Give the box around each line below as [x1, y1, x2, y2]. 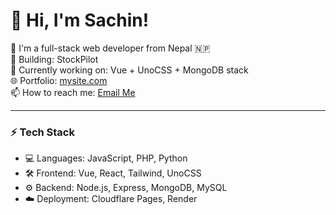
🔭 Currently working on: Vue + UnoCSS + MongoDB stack [10, 64, 249, 76]
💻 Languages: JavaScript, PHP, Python [24, 152, 188, 164]
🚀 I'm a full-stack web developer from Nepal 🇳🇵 [10, 42, 211, 54]
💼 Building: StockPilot [10, 53, 99, 65]
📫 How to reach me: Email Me [10, 86, 136, 98]
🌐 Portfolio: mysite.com [10, 74, 108, 86]
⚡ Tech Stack [10, 125, 75, 139]
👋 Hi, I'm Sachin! [10, 9, 150, 32]
